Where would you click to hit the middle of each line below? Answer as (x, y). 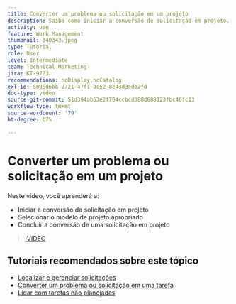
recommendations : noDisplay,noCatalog (64, 80)
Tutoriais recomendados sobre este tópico (103, 260)
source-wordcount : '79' (43, 113)
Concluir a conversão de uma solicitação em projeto (94, 224)
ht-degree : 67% (30, 119)
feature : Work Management (45, 34)
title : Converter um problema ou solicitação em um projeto (98, 14)
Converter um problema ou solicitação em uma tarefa (95, 286)
